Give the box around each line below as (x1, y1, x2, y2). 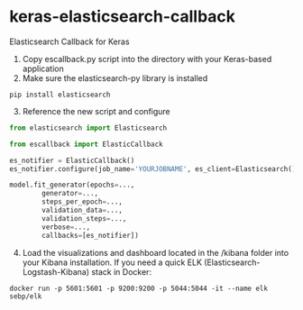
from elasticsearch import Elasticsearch (9, 123, 168, 132)
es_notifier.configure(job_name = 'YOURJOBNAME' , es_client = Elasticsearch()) (9, 164, 300, 173)
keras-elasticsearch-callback (9, 6, 236, 27)
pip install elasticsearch (9, 90, 111, 99)
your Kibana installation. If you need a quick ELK (22, 257, 203, 268)
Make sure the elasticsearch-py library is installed (22, 72, 208, 83)
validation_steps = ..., (41, 214, 127, 223)
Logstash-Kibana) (22, 266, 90, 277)
